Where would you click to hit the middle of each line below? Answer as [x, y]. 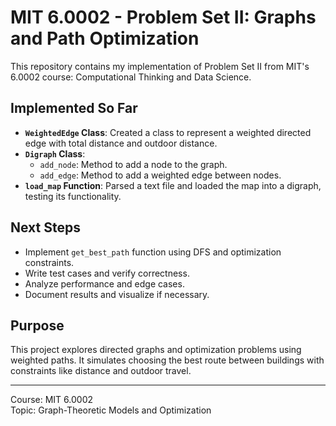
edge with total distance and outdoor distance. [121, 143]
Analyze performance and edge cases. [104, 283]
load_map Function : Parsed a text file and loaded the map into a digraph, [173, 185]
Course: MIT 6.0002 [51, 400]
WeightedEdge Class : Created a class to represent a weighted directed [168, 132]
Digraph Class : [55, 153]
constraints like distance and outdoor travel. [101, 371]
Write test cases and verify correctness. [107, 273]
